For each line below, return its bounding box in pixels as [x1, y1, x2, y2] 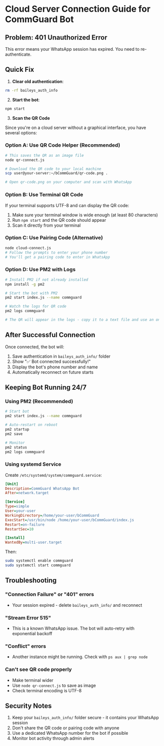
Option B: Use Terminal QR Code [5, 192, 83, 198]
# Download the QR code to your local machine [5, 166, 102, 171]
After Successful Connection [5, 331, 95, 339]
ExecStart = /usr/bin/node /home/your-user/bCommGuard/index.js [5, 517, 134, 522]
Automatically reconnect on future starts [12, 369, 94, 375]
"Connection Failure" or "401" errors [5, 591, 94, 598]
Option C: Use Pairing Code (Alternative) [5, 234, 103, 241]
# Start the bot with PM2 [5, 291, 58, 296]
